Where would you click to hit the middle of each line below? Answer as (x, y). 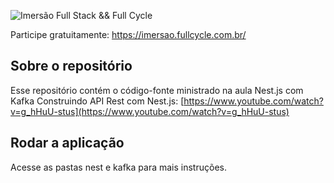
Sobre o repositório (71, 66)
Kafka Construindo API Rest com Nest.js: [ (97, 101)
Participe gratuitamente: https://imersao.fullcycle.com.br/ (128, 34)
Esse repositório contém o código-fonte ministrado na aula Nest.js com (157, 90)
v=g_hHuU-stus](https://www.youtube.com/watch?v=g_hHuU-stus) (150, 111)
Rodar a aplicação (67, 143)
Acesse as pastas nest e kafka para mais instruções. (118, 167)
